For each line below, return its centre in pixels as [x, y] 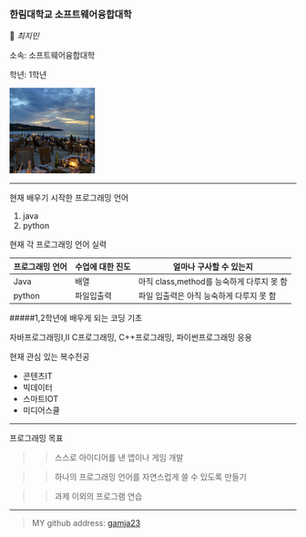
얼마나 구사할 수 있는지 [213, 266]
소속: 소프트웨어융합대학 [52, 56]
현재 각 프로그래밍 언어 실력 [58, 244]
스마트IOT [41, 398]
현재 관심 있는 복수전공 [50, 356]
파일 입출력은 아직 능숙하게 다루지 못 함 [207, 296]
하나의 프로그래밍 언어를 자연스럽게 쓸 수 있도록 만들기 [151, 477]
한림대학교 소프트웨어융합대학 [71, 14]
